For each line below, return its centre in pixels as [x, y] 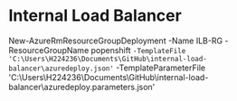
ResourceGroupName [49, 50]
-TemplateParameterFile [161, 68]
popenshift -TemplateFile [138, 50]
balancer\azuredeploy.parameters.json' [82, 87]
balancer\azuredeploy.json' [62, 69]
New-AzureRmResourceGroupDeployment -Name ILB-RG [116, 41]
